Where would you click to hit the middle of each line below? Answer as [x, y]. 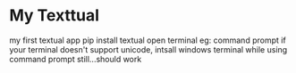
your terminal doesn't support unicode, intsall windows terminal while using [148, 49]
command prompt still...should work [76, 59]
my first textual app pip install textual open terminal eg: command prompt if [148, 40]
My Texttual [55, 16]
